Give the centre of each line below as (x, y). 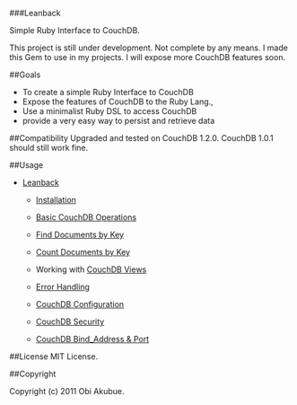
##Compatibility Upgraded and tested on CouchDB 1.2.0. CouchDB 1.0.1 (141, 138)
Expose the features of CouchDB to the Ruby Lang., (118, 101)
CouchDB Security (70, 321)
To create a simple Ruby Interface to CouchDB (108, 92)
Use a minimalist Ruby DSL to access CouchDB (109, 111)
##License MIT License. (54, 357)
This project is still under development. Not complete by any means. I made (149, 48)
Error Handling (62, 287)
